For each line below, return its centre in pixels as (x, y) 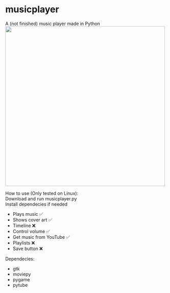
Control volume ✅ (31, 231)
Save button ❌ (28, 249)
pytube (20, 285)
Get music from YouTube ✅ (41, 237)
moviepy (22, 274)
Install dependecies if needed (37, 204)
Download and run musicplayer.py (41, 198)
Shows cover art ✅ (32, 220)
